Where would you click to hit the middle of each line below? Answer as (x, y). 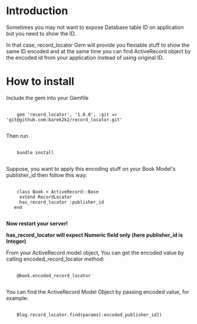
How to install (40, 82)
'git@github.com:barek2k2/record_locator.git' (64, 119)
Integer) (16, 241)
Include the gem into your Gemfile (47, 98)
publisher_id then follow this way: (47, 175)
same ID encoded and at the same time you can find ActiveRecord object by (98, 51)
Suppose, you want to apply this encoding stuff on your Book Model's (91, 169)
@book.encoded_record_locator (54, 276)
